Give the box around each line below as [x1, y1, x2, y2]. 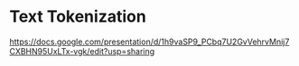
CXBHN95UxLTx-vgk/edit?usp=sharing [9, 45, 155, 56]
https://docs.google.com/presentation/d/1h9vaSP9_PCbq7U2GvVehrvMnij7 [9, 36, 290, 47]
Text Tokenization [9, 6, 146, 27]
